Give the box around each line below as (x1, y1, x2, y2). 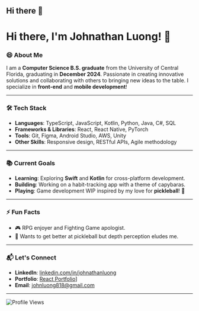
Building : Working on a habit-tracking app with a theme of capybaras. (14, 181, 185, 188)
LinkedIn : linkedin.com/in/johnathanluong (14, 269, 117, 276)
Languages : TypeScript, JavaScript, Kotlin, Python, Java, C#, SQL (14, 120, 176, 127)
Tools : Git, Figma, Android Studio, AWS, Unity (14, 132, 126, 139)
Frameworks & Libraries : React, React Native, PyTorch (14, 126, 149, 133)
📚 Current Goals (6, 159, 55, 168)
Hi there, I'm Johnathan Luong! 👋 (6, 30, 171, 43)
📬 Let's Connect (6, 253, 56, 261)
